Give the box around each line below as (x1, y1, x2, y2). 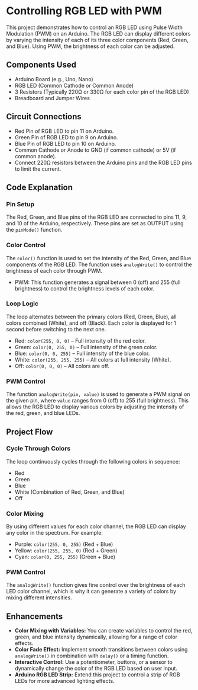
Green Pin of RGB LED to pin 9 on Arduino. (14, 133, 118, 140)
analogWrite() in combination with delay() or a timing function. (14, 652, 169, 659)
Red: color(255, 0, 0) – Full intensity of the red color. (14, 337, 147, 344)
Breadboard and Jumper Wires (14, 94, 90, 101)
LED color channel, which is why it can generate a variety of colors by (6, 588, 176, 595)
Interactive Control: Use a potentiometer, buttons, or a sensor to (14, 659, 173, 666)
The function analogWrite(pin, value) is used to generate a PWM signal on (6, 391, 190, 398)
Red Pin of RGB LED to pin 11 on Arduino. (14, 127, 114, 135)
